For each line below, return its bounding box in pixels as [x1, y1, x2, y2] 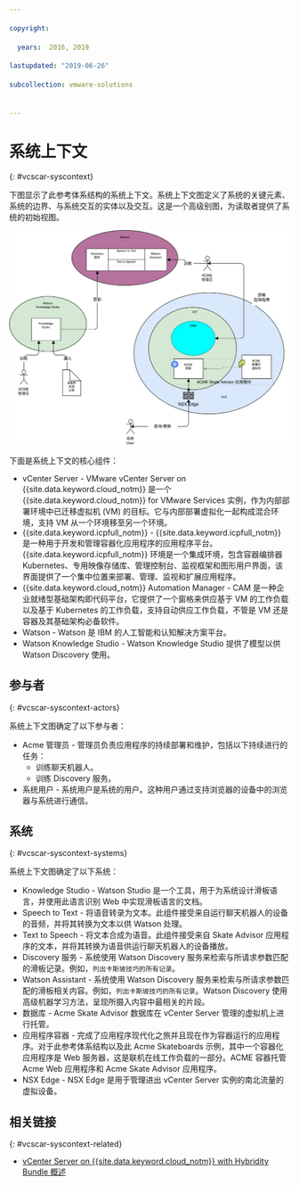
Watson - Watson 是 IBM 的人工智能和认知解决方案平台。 [21, 627, 231, 638]
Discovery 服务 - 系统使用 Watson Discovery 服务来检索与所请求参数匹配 [21, 952, 289, 963]
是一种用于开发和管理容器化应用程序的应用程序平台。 [21, 538, 218, 548]
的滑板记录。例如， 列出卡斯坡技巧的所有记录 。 [21, 963, 181, 974]
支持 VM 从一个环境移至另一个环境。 [37, 517, 172, 528]
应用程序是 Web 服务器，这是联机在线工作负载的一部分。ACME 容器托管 [21, 1052, 287, 1063]
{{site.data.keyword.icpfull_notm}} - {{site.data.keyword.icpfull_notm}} [21, 527, 282, 538]
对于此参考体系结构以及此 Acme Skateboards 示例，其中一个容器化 [37, 1041, 284, 1052]
